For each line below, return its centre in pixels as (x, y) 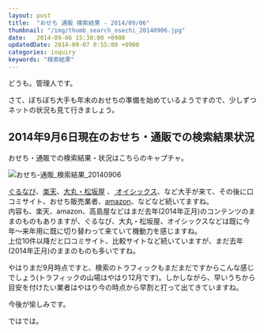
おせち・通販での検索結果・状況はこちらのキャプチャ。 (98, 157)
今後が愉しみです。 (39, 304)
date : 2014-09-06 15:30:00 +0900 (67, 38)
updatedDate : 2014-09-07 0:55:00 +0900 (74, 45)
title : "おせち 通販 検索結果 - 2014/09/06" (79, 23)
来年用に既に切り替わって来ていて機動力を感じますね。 (111, 231)
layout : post (30, 15)
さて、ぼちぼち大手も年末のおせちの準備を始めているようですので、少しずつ (132, 100)
